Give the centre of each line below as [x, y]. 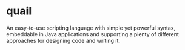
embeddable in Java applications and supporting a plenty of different [92, 34]
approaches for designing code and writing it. [63, 40]
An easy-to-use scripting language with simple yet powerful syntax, [91, 28]
